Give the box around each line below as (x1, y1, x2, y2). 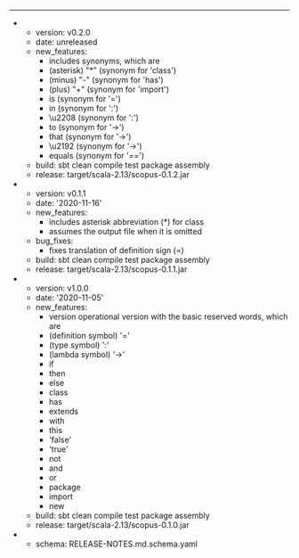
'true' (48, 444, 69, 455)
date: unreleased (35, 37, 98, 47)
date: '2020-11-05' (35, 292, 104, 303)
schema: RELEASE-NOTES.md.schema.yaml (35, 538, 198, 549)
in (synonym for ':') (48, 103, 119, 113)
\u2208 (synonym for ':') (48, 112, 140, 123)
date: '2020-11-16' (35, 198, 102, 208)
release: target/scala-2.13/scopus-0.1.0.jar (35, 520, 190, 530)
